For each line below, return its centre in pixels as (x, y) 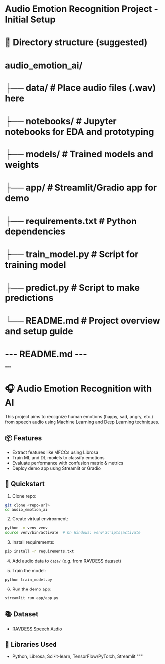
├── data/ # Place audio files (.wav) (81, 88)
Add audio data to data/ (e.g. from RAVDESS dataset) (67, 561)
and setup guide (39, 332)
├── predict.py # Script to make (73, 287)
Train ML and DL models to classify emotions (58, 457)
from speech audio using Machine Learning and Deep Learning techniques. (82, 422)
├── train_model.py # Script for (72, 254)
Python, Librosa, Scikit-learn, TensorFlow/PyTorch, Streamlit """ (78, 656)
